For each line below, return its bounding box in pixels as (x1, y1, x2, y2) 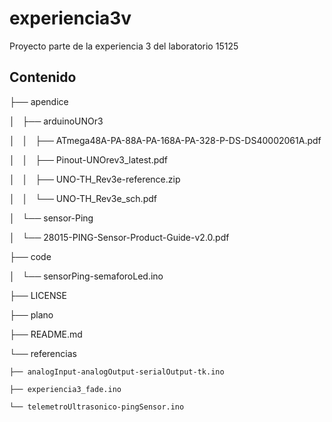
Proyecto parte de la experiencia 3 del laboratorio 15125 (9, 40, 239, 52)
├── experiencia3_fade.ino (9, 384, 122, 394)
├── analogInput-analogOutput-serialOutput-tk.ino (9, 367, 225, 377)
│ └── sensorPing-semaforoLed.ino (9, 270, 164, 282)
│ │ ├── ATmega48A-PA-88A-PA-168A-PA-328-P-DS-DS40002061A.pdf (9, 134, 322, 146)
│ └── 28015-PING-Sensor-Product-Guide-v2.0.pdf (9, 231, 230, 243)
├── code (9, 250, 52, 262)
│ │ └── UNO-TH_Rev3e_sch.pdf (9, 192, 157, 204)
